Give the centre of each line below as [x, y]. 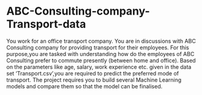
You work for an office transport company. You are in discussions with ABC [101, 41]
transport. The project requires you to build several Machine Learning [94, 80]
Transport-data [46, 24]
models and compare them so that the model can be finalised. [84, 86]
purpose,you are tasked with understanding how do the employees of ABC [100, 54]
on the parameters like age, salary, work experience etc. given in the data [99, 67]
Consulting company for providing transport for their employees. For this [98, 47]
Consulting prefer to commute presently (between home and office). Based [101, 60]
